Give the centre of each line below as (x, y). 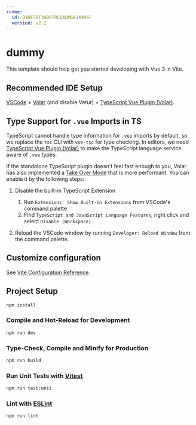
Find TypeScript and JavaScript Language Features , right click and (106, 215)
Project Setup (32, 291)
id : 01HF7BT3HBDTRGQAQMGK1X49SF (52, 17)
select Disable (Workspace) (57, 221)
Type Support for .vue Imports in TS (74, 121)
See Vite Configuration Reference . (48, 272)
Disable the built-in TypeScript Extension (65, 190)
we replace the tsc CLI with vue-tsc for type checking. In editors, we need (98, 142)
